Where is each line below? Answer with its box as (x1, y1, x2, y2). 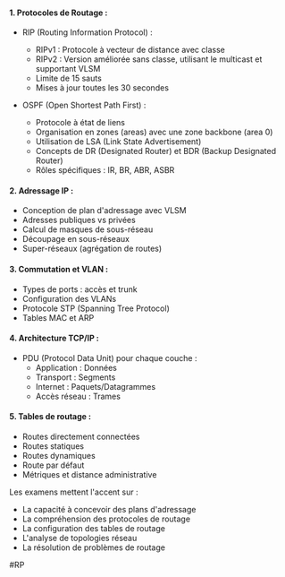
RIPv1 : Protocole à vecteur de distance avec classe (35, 45, 225, 56)
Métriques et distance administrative (21, 469, 157, 480)
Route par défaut (21, 460, 85, 470)
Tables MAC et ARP (21, 312, 95, 323)
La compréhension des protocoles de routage (21, 513, 190, 524)
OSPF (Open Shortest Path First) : (21, 99, 147, 111)
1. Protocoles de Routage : (9, 7, 108, 18)
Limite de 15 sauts (35, 73, 103, 84)
